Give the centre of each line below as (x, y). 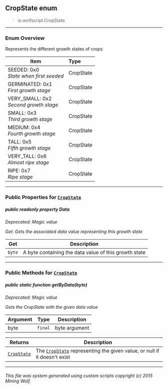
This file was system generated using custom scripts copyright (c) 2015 (79, 376)
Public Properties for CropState (43, 198)
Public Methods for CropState (41, 273)
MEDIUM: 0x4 (24, 127)
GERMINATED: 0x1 (30, 84)
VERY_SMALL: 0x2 (30, 99)
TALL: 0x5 (20, 142)
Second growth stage (33, 105)
